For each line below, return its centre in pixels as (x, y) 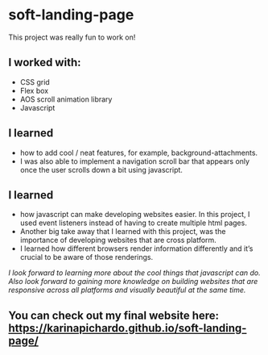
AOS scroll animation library (66, 99)
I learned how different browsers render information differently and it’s (136, 248)
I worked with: (45, 63)
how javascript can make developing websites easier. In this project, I (135, 215)
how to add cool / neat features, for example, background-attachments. (139, 152)
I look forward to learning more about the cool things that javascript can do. (134, 273)
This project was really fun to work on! (72, 37)
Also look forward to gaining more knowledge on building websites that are (133, 282)
